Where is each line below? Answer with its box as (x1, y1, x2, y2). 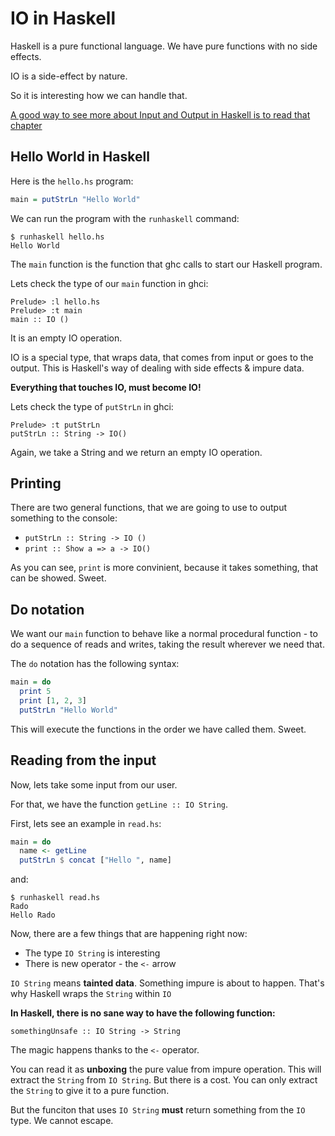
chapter (10, 119, 43, 131)
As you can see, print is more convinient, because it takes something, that (10, 562, 319, 574)
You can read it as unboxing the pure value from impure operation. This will (10, 1063, 322, 1076)
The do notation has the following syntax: (10, 658, 180, 670)
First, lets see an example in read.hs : (10, 817, 162, 829)
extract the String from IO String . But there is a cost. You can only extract (10, 1074, 318, 1086)
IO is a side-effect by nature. (10, 70, 128, 82)
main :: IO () (10, 314, 70, 324)
